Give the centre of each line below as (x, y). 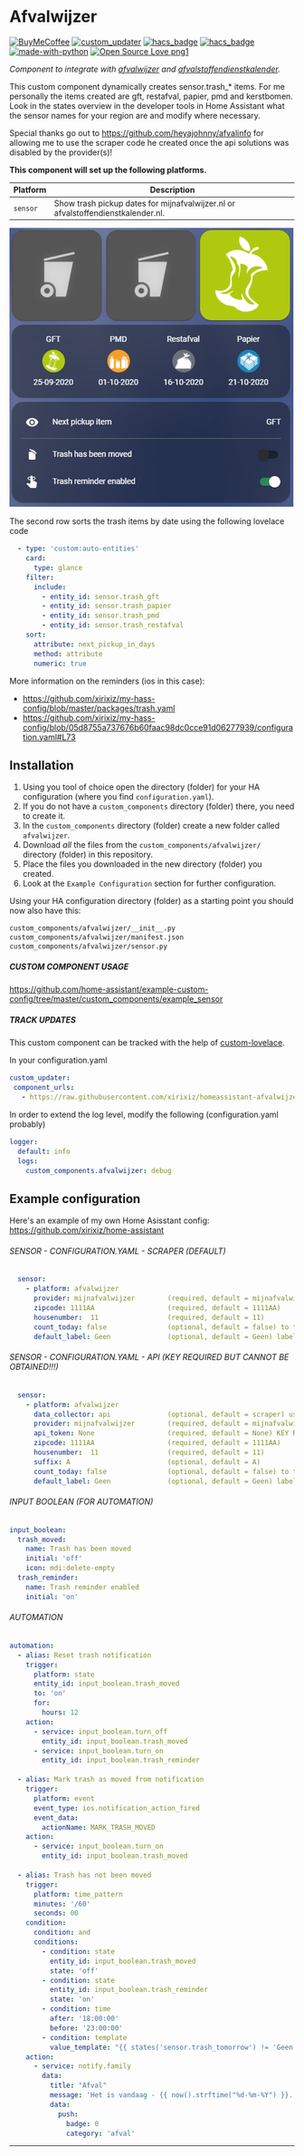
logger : (24, 1141)
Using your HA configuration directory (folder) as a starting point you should (152, 901)
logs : (28, 1161)
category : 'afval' (101, 2133)
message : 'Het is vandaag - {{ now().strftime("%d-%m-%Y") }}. (171, 2095)
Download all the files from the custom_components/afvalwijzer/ (142, 845)
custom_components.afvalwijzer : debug (99, 1170)
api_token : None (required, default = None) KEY (161, 1433)
